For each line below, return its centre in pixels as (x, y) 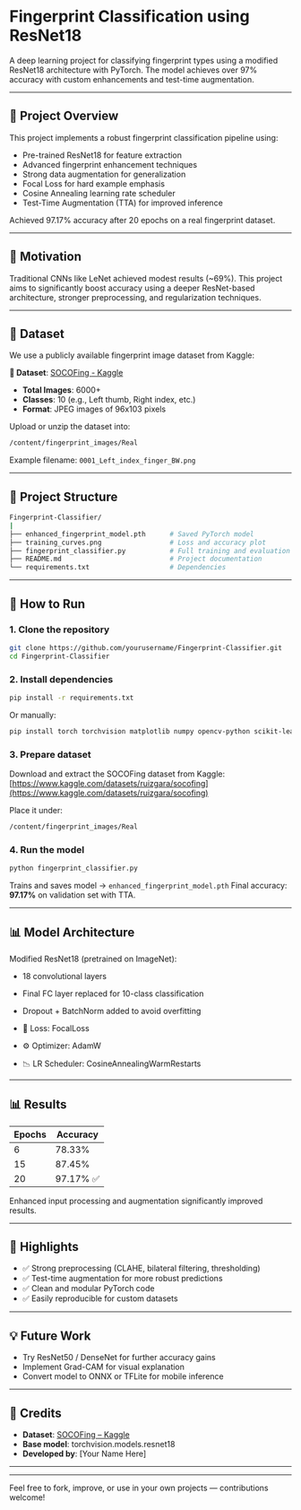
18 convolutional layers (64, 976)
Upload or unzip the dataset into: (70, 427)
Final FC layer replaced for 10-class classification (113, 994)
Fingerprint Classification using (129, 17)
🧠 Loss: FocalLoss (56, 1028)
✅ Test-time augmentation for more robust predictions (122, 1279)
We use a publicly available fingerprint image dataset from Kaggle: (132, 355)
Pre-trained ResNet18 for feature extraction (102, 155)
